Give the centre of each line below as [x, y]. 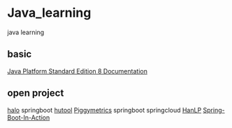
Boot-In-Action [29, 118]
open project [36, 93]
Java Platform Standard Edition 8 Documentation [78, 71]
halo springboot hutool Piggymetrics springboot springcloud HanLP [104, 110]
